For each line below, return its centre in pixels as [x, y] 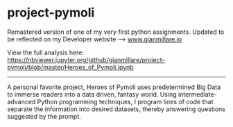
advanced [21, 101]
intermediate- [197, 94]
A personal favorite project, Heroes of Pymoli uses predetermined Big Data [114, 87]
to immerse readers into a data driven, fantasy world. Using [92, 94]
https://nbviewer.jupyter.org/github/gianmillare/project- [86, 59]
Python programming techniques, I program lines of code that [125, 101]
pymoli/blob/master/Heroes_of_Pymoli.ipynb [70, 67]
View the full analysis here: [46, 52]
